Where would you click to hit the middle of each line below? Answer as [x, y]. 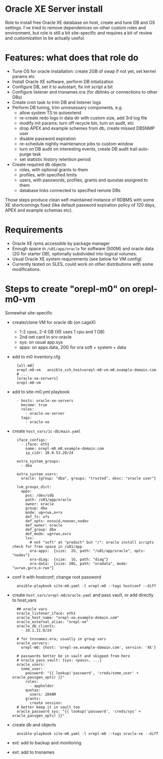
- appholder [42, 686]
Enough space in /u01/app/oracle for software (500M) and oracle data [83, 248]
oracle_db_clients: [36, 626]
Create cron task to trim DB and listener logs [56, 102]
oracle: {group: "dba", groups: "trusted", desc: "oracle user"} [89, 478]
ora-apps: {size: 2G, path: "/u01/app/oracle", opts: [88, 551]
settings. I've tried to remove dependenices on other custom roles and [75, 27]
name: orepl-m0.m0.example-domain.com [64, 448]
